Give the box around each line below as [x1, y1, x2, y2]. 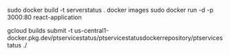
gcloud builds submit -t [7, 27, 74, 34]
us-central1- [74, 27, 109, 34]
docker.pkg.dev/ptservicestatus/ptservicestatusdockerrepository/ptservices [7, 34, 223, 42]
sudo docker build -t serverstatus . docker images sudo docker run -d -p [7, 6, 213, 14]
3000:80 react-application [7, 13, 82, 21]
